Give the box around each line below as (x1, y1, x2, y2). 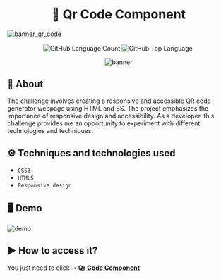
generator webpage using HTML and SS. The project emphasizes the (7, 104, 209, 113)
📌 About (7, 78, 44, 90)
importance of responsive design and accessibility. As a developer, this (7, 112, 215, 120)
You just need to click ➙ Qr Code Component (7, 263, 140, 272)
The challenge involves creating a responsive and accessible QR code (7, 97, 212, 105)
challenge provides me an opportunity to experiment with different (7, 119, 201, 128)
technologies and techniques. (7, 127, 94, 135)
